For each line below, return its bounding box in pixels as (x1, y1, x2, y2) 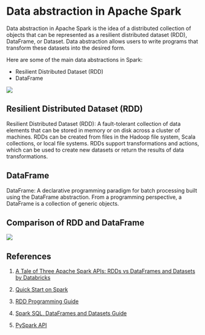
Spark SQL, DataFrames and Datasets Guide (15, 310, 127, 317)
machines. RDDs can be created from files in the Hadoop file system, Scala (6, 133, 196, 141)
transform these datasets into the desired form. (6, 44, 125, 52)
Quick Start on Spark (15, 286, 69, 293)
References (6, 251, 51, 261)
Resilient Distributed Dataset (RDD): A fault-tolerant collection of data (6, 120, 181, 127)
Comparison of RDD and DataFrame (6, 217, 145, 228)
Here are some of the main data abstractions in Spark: (6, 56, 143, 63)
